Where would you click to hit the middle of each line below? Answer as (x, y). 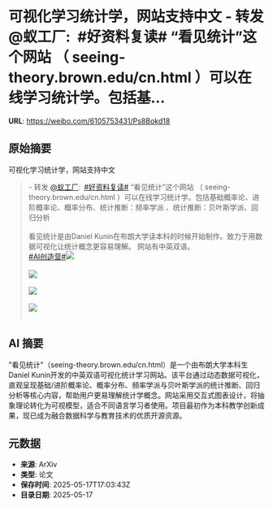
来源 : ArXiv (39, 465)
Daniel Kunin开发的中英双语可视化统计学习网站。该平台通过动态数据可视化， (136, 375)
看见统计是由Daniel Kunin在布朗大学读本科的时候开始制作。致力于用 (142, 236)
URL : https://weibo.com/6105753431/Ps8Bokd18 (89, 121)
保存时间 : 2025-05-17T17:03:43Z (75, 485)
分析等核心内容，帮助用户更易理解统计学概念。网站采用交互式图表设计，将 (133, 395)
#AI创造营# (47, 256)
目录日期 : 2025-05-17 (56, 495)
